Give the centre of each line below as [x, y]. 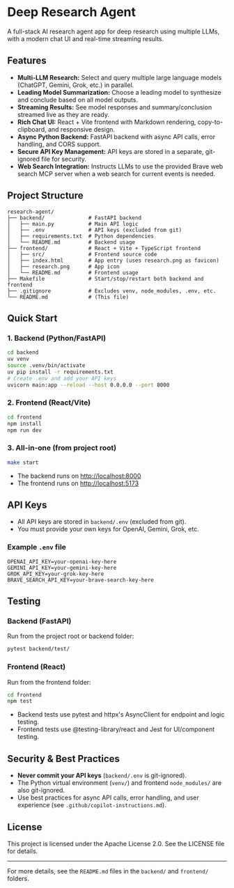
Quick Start [32, 318]
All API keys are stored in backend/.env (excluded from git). [102, 522]
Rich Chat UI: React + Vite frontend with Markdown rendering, [107, 122]
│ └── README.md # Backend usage [71, 242]
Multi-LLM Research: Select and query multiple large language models [119, 77]
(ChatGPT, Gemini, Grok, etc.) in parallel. [76, 85]
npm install [24, 423]
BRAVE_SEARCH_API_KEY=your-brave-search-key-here [81, 580]
